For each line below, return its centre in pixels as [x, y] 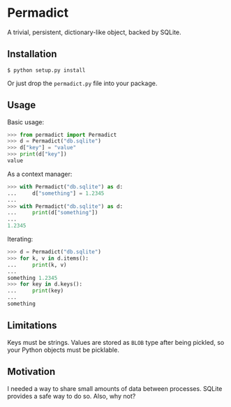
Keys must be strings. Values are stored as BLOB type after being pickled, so [116, 342]
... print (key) [36, 291]
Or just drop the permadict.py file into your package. [82, 83]
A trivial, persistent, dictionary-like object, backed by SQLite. [94, 32]
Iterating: [20, 239]
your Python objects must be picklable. [64, 350]
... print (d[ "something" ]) [53, 213]
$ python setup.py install [46, 70]
